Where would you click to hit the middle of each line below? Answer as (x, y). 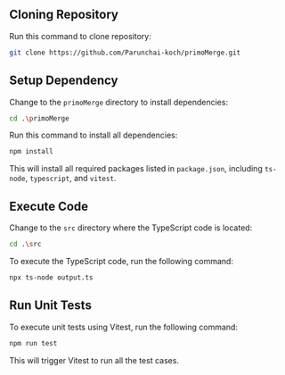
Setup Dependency (64, 81)
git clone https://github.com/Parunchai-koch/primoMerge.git (125, 53)
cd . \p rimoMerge (39, 118)
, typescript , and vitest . (71, 179)
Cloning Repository (64, 15)
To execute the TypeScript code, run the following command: (122, 261)
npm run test (33, 343)
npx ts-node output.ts (51, 277)
